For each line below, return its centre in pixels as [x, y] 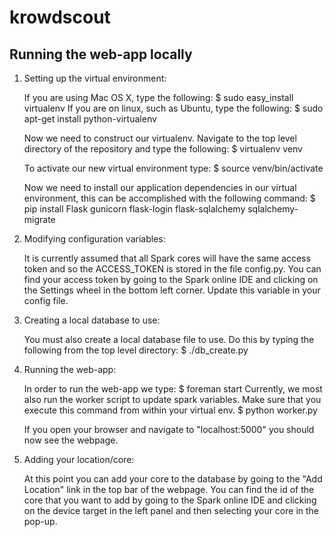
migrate [39, 219]
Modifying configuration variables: [94, 239]
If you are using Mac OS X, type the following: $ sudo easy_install [158, 97]
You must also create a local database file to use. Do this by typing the [169, 339]
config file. [46, 300]
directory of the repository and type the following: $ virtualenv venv [163, 149]
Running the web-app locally [101, 54]
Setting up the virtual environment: [95, 78]
